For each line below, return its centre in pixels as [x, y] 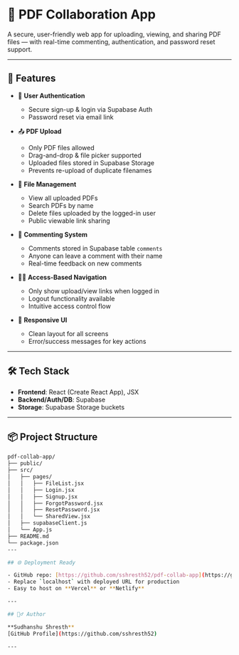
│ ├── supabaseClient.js [47, 523]
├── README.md [28, 536]
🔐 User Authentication [51, 95]
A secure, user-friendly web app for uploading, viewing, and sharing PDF [115, 34]
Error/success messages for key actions [87, 341]
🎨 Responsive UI [42, 320]
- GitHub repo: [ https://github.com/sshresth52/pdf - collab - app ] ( [106, 575]
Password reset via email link [71, 117]
